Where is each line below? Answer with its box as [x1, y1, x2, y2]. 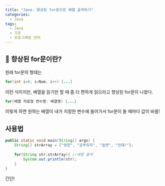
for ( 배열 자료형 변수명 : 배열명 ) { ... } [5, 98, 76, 104]
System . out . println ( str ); [23, 156, 77, 161]
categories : [5, 12, 30, 17]
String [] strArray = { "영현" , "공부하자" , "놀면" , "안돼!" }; [14, 143, 134, 148]
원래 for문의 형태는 [5, 69, 42, 75]
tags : [5, 21, 16, 26]
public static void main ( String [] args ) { [5, 138, 95, 143]
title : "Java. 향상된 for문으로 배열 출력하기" [5, 7, 93, 12]
